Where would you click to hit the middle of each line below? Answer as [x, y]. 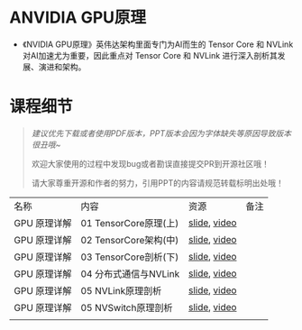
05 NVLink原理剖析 [121, 290]
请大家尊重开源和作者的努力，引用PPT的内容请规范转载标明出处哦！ [157, 183]
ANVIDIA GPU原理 [78, 18]
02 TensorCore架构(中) [130, 240]
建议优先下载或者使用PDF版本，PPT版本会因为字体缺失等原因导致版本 [161, 133]
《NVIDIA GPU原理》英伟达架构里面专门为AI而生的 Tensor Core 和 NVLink [158, 44]
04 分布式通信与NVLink [130, 273]
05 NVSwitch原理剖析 [127, 307]
